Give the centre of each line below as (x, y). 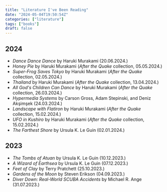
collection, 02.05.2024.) (37, 77)
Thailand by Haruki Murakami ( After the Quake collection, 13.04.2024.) (86, 82)
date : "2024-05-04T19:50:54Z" (37, 15)
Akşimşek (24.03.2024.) (37, 103)
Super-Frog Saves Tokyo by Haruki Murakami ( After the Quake (77, 71)
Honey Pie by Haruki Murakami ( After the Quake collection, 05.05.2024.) (87, 66)
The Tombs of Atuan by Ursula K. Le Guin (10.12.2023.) (69, 158)
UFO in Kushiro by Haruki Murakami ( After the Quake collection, (78, 119)
